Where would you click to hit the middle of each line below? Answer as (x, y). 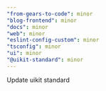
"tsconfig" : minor (34, 47)
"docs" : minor (28, 27)
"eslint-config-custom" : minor (53, 40)
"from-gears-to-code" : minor (50, 14)
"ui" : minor (24, 54)
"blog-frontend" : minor (42, 20)
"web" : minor (26, 34)
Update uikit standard (38, 80)
